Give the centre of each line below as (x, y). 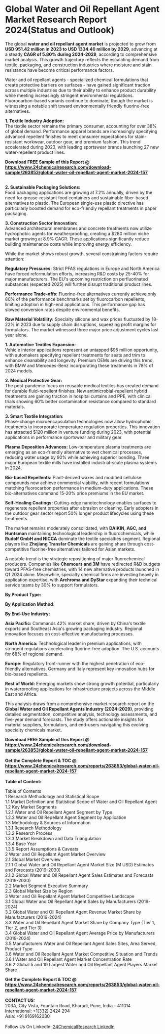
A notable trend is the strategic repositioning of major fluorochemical (75, 559)
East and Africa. (21, 694)
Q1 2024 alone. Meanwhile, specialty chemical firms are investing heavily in (82, 574)
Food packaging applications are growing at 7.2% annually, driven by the (79, 192)
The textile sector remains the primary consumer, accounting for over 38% (81, 126)
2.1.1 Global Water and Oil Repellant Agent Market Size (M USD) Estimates (80, 864)
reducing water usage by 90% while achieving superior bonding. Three (77, 457)
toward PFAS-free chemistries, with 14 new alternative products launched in (82, 569)
